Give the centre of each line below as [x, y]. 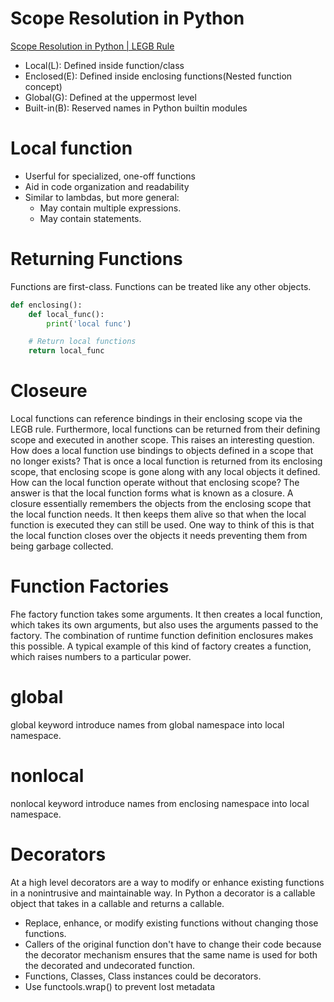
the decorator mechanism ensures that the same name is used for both [171, 954]
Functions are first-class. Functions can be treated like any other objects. [161, 286]
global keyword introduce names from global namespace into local [147, 725]
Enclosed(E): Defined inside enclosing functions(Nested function [158, 76]
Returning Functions [96, 259]
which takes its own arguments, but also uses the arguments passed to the [164, 625]
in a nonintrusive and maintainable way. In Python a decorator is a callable [163, 893]
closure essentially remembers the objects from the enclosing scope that [161, 504]
